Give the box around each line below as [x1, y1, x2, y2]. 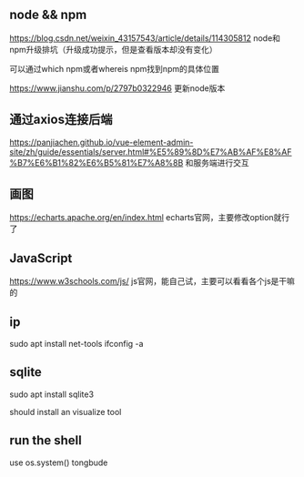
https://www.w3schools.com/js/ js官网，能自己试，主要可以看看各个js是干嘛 [9, 276, 296, 287]
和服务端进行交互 [185, 157, 250, 167]
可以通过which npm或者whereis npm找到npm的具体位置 [9, 63, 220, 74]
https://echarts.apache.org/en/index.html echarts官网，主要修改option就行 [9, 212, 290, 223]
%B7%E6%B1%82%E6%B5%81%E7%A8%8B [9, 157, 184, 167]
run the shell [9, 432, 82, 449]
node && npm [9, 7, 87, 23]
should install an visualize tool [9, 406, 122, 417]
